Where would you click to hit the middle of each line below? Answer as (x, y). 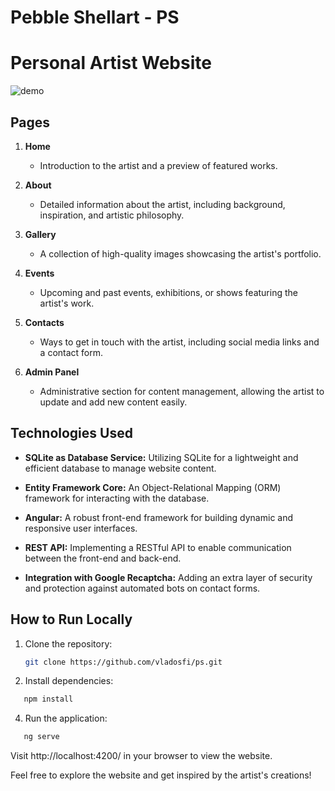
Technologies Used (71, 433)
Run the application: (66, 718)
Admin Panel (52, 372)
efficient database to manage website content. (120, 468)
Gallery (40, 234)
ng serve (41, 737)
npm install (48, 699)
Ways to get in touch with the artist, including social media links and (179, 342)
